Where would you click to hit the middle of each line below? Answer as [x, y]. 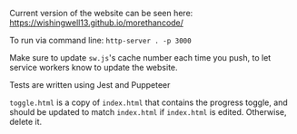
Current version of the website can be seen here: [101, 13]
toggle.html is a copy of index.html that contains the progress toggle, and [148, 102]
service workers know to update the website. [94, 67]
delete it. [26, 122]
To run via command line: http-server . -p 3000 [101, 40]
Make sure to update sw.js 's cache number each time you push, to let [140, 57]
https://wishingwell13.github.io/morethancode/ [97, 23]
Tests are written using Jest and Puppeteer [90, 85]
